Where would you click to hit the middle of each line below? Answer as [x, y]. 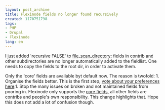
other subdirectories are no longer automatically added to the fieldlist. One [81, 61]
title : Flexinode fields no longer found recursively [62, 14]
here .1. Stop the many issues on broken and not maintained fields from [77, 86]
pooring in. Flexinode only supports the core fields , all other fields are [76, 91]
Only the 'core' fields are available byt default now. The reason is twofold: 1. [82, 76]
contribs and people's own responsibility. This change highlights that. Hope [82, 97]
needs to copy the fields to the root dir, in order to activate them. [71, 66]
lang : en [14, 42]
